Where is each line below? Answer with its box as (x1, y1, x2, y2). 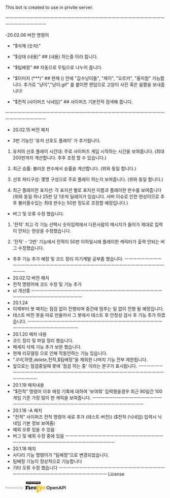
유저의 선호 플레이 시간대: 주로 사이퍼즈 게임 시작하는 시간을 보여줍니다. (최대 (12, 149, 165, 154)
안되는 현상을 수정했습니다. (18, 228, 72, 233)
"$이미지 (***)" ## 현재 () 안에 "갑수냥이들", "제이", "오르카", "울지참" (12, 75, 151, 81)
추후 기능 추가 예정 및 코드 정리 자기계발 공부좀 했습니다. (12, 256, 124, 261)
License (108, 471, 125, 477)
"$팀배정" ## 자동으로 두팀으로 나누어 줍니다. (12, 65, 103, 70)
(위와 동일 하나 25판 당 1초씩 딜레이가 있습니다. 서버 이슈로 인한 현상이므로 (12, 193, 160, 199)
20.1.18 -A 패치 (12, 407, 42, 414)
